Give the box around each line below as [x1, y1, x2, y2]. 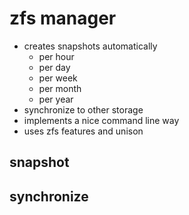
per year [38, 93, 74, 105]
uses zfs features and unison [23, 125, 144, 137]
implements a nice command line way [23, 114, 180, 126]
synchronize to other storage [23, 103, 144, 116]
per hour [38, 50, 75, 62]
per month [38, 82, 82, 94]
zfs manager [9, 7, 117, 30]
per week [38, 72, 78, 84]
